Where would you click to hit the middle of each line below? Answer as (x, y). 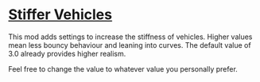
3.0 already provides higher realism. (67, 53)
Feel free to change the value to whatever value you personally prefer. (123, 68)
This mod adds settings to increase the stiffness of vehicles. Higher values (130, 37)
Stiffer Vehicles (60, 15)
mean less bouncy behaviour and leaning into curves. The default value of (130, 45)
